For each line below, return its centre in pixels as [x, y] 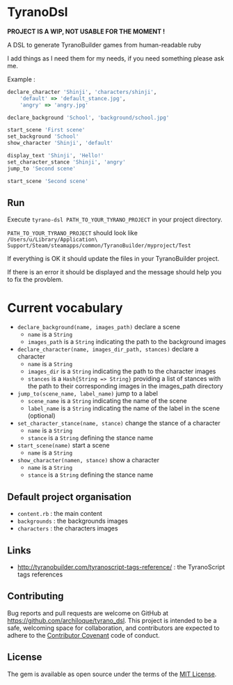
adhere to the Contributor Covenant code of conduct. [83, 635]
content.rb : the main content [60, 514]
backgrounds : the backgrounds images [73, 521]
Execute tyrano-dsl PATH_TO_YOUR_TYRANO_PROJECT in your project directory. [115, 219]
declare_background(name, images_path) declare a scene [99, 327]
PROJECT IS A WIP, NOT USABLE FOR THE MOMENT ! [86, 31]
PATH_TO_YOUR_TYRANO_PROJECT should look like [72, 233]
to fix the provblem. [35, 280]
